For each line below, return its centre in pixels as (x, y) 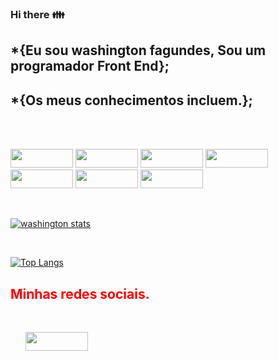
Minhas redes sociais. (80, 293)
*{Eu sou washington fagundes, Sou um (138, 50)
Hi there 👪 (37, 14)
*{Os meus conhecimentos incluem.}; (131, 100)
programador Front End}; (90, 66)
